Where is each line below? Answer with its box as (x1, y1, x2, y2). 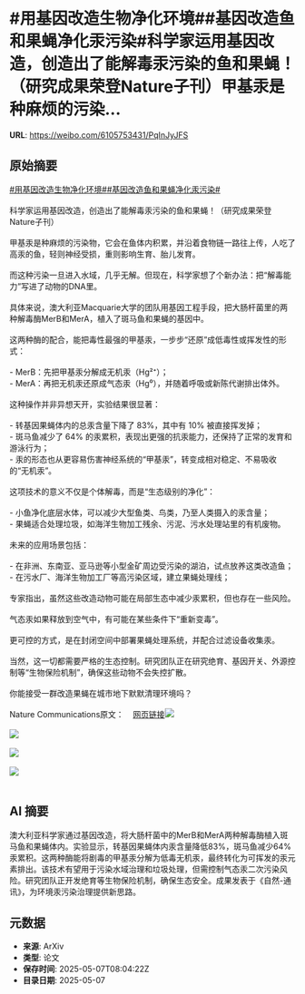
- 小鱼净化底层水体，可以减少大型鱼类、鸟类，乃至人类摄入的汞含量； (9, 507, 271, 518)
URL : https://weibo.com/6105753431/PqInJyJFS (9, 129, 189, 141)
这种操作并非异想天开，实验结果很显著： (9, 398, 161, 409)
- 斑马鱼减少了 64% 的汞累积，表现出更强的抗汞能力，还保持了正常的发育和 (9, 431, 292, 442)
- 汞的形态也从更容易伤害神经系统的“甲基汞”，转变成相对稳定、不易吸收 (9, 453, 277, 464)
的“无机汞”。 (9, 464, 57, 476)
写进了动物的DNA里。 (21, 280, 103, 291)
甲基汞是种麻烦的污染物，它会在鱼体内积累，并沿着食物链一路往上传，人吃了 (9, 237, 296, 248)
